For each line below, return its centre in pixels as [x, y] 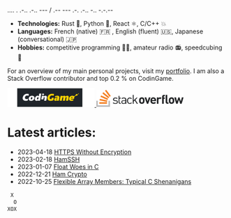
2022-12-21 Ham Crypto [52, 174]
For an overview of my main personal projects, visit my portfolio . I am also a [116, 71]
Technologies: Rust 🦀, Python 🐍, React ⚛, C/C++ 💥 [92, 23]
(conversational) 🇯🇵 [47, 39]
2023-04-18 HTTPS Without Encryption [74, 152]
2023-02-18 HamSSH [49, 159]
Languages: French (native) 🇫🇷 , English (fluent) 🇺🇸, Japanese [110, 31]
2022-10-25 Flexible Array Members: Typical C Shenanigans [104, 181]
